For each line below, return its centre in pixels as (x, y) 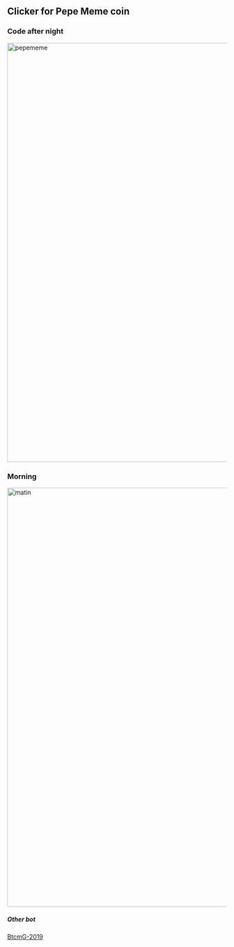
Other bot (22, 919)
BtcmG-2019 (25, 937)
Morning (22, 476)
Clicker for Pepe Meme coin (69, 12)
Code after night (36, 31)
